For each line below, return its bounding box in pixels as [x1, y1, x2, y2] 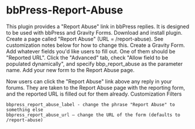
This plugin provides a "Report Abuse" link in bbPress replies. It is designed [6, 23, 190, 30]
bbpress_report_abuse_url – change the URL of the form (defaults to [6, 112, 181, 118]
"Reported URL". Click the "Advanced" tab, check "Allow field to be [6, 54, 168, 61]
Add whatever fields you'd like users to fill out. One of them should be [6, 47, 176, 55]
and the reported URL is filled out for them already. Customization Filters [6, 90, 182, 97]
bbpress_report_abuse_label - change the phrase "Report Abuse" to [6, 101, 176, 107]
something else [6, 107, 44, 113]
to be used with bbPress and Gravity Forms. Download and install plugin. [6, 29, 183, 36]
